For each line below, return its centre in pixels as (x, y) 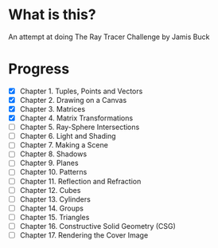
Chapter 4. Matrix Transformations (76, 118)
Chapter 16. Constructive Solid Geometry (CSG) (98, 226)
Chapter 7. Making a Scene (64, 145)
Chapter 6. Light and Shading (68, 136)
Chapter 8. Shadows (53, 154)
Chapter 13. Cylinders (55, 199)
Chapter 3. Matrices (53, 109)
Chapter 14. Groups (51, 208)
